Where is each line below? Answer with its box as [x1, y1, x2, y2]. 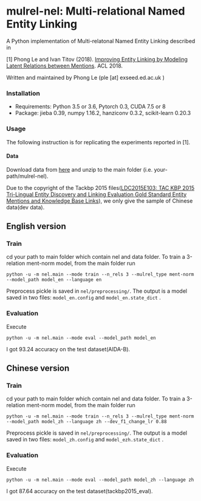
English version [6, 221, 66, 232]
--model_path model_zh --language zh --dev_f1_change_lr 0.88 [6, 419, 167, 425]
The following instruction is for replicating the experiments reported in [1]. [6, 138, 191, 145]
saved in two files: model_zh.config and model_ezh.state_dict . [6, 436, 164, 443]
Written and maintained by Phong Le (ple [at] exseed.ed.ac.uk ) [6, 74, 165, 81]
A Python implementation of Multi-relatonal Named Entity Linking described [6, 37, 196, 44]
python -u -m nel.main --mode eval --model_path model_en [6, 335, 156, 341]
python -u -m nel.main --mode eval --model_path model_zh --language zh [6, 477, 194, 483]
